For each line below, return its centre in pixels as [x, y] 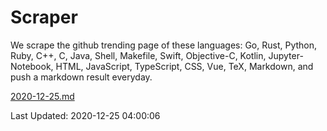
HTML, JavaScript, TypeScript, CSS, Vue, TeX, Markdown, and [184, 66]
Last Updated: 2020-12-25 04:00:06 [85, 115]
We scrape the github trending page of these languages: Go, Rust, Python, [164, 45]
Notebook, [32, 66]
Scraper [44, 17]
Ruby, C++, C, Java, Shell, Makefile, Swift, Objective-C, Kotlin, [138, 55]
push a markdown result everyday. [81, 77]
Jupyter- [286, 55]
